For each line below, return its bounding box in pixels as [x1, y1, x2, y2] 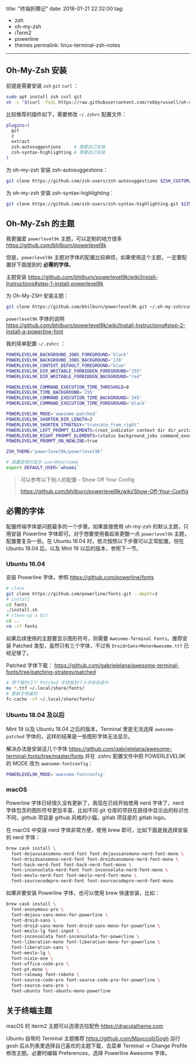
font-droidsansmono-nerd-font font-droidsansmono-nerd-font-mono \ [11, 856, 179, 862]
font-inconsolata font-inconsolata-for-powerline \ [11, 934, 140, 940]
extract [11, 139, 30, 145]
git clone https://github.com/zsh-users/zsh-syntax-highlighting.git [6, 201, 179, 207]
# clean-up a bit [6, 613, 48, 618]
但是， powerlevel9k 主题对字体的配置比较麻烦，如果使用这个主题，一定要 [6, 254, 182, 261]
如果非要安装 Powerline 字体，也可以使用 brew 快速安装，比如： [6, 889, 160, 896]
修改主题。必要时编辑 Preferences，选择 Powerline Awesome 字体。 [6, 1049, 170, 1056]
